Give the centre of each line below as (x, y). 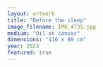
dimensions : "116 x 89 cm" (47, 40)
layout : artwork (31, 14)
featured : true (30, 53)
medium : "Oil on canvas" (44, 33)
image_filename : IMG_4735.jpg (52, 27)
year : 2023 (23, 46)
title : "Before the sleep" (47, 20)
